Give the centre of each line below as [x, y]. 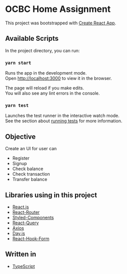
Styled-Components [33, 217]
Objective [21, 137]
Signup [20, 164]
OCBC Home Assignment [58, 9]
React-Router [26, 212]
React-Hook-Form [31, 238]
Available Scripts [32, 39]
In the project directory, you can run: [42, 50]
